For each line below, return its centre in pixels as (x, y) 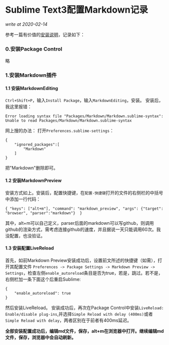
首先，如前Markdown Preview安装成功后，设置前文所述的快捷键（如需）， (81, 260)
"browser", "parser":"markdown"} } (44, 213)
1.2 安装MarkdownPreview (34, 180)
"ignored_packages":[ (37, 145)
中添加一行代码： (23, 199)
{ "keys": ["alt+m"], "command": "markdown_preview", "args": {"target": (84, 209)
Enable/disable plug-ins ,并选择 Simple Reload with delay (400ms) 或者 (79, 314)
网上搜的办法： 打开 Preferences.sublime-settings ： (60, 131)
